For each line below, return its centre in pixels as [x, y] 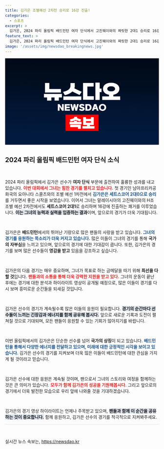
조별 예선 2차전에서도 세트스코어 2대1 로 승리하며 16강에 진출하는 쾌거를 [73, 206]
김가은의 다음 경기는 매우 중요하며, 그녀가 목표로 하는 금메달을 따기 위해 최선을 [79, 271]
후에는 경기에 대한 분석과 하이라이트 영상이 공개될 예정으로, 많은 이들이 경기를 [79, 283]
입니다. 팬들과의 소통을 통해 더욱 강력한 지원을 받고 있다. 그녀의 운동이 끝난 [84, 277]
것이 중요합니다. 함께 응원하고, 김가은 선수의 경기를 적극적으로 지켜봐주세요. [85, 417]
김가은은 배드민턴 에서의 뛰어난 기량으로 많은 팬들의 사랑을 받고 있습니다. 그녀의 [80, 233]
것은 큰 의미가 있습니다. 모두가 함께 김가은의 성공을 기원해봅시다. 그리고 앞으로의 [81, 385]
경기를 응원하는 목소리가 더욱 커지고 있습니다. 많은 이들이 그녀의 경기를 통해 [76, 238]
